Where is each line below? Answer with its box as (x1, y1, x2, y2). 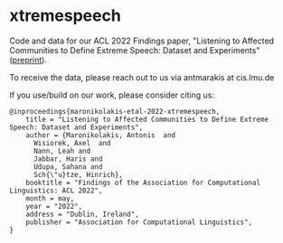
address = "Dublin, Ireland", (25, 210, 140, 219)
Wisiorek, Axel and (33, 138, 111, 147)
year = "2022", (25, 201, 83, 210)
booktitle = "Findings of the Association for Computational (25, 178, 260, 187)
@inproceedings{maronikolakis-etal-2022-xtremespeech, (9, 107, 221, 116)
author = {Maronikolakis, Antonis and (25, 130, 176, 140)
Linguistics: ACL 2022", (9, 186, 103, 195)
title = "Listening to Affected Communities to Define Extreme (25, 115, 269, 124)
